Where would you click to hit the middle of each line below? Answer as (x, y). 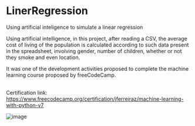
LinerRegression (47, 11)
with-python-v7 (25, 105)
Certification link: (27, 92)
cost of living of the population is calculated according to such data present (97, 45)
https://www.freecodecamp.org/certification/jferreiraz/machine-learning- (95, 99)
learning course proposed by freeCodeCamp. (61, 75)
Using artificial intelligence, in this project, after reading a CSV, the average (97, 38)
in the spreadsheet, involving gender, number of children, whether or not (94, 51)
